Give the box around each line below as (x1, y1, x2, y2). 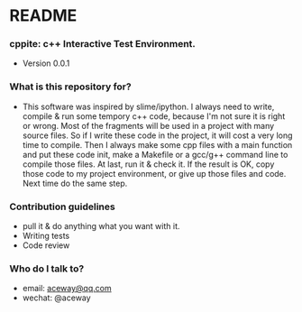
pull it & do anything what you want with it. (22, 221, 180, 232)
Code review (22, 240, 70, 251)
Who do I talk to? (9, 262, 85, 275)
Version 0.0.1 (22, 58, 70, 69)
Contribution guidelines (9, 200, 115, 213)
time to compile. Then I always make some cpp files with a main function (22, 139, 293, 150)
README (9, 5, 78, 26)
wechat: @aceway (22, 292, 92, 303)
